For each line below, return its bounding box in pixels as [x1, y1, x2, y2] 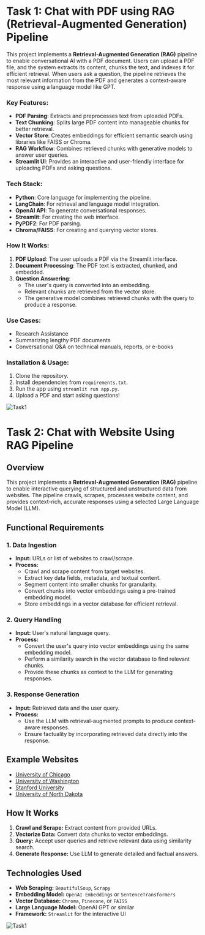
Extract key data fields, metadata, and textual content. [24, 574, 161, 582]
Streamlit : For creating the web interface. [15, 213, 121, 220]
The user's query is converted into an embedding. [24, 281, 151, 288]
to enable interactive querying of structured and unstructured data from [6, 485, 187, 492]
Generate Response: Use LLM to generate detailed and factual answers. [15, 850, 199, 858]
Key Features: [6, 98, 49, 107]
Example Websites [6, 754, 79, 765]
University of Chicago [15, 770, 70, 778]
